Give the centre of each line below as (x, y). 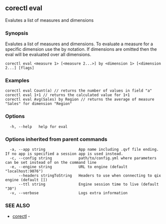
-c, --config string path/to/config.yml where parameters (83, 158)
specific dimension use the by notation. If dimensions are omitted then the (81, 49)
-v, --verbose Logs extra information (69, 193)
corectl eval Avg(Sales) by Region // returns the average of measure (80, 100)
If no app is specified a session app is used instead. (64, 154)
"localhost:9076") (24, 171)
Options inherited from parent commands (56, 139)
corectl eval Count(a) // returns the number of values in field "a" (79, 91)
